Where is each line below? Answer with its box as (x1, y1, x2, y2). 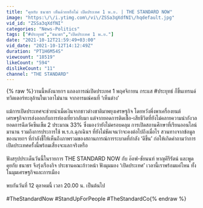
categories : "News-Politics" (6, 25, 80, 32)
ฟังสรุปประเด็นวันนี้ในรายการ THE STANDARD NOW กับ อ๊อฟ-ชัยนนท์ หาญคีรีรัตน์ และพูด (6, 155, 194, 163)
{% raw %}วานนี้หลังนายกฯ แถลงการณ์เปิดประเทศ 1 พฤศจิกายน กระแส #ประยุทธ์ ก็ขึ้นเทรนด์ (6, 87, 196, 95)
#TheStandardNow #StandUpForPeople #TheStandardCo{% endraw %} (6, 195, 187, 203)
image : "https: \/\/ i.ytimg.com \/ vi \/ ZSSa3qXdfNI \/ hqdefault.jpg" (6, 15, 175, 21)
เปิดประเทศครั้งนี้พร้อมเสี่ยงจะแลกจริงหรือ (6, 142, 88, 149)
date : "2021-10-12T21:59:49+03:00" (6, 37, 96, 43)
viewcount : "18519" (6, 54, 56, 60)
